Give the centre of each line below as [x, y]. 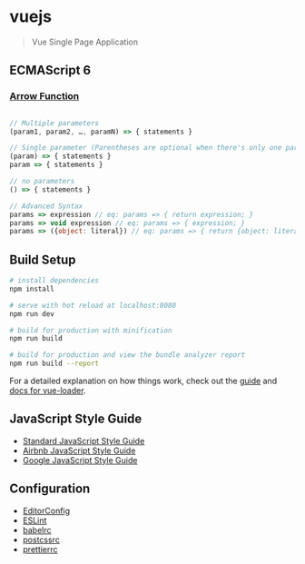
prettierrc [40, 549]
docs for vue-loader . [48, 391]
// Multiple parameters [54, 123]
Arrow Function [44, 96]
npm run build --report [54, 364]
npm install [32, 289]
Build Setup [43, 259]
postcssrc [41, 539]
